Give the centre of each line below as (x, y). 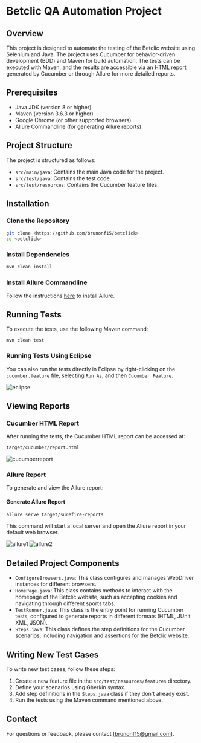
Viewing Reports (38, 406)
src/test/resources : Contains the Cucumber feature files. (87, 184)
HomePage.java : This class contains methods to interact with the (94, 591)
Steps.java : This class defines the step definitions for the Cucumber (100, 629)
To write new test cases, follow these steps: (61, 669)
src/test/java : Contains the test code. (63, 178)
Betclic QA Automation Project (84, 11)
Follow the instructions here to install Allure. (61, 296)
